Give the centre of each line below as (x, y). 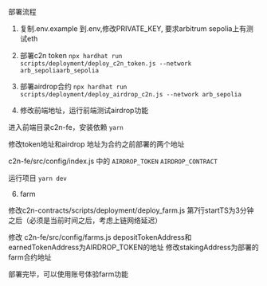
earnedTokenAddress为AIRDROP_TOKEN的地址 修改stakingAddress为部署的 (133, 247)
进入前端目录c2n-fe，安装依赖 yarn (66, 127)
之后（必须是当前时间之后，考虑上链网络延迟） (85, 220)
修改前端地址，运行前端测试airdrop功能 (84, 110)
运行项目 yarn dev (38, 178)
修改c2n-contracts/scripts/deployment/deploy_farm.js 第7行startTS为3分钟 (131, 210)
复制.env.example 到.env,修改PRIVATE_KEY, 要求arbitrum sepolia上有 (133, 29)
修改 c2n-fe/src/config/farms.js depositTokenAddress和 (100, 237)
